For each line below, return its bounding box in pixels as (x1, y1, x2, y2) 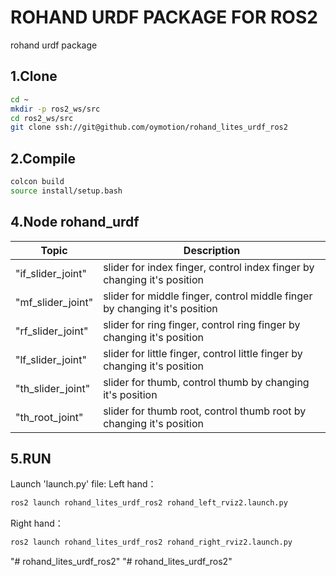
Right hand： (10, 517, 64, 530)
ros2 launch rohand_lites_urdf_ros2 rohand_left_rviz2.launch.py (10, 498, 288, 508)
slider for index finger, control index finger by (103, 260, 315, 274)
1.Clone (10, 68, 58, 85)
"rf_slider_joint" (15, 324, 89, 338)
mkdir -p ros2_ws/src (10, 104, 101, 114)
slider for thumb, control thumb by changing (103, 375, 310, 389)
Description (183, 243, 241, 257)
